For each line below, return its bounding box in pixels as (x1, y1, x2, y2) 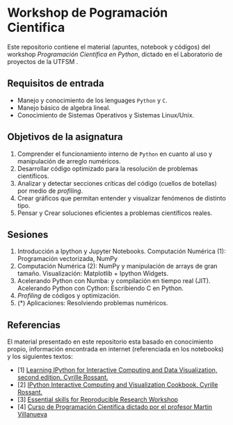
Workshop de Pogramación (7, 5, 168, 21)
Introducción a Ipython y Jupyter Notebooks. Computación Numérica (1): (17, 247, 226, 255)
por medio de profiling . (17, 186, 83, 195)
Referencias (7, 319, 61, 331)
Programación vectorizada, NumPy (17, 255, 118, 263)
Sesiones (7, 228, 49, 241)
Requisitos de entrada (7, 78, 104, 90)
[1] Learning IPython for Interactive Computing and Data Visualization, (17, 366, 218, 374)
